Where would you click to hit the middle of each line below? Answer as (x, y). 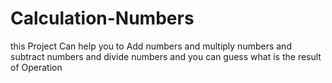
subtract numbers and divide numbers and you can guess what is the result (166, 56)
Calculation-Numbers (102, 18)
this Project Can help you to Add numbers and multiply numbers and (151, 46)
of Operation (36, 67)
